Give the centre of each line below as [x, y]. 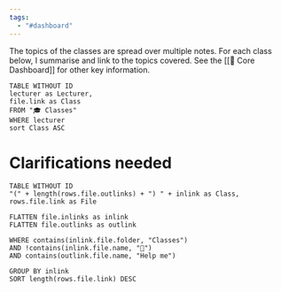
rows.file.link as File [53, 202]
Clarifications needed [91, 162]
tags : [19, 17]
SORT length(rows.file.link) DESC [73, 280]
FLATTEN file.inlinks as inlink [69, 218]
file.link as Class [45, 101]
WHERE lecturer [37, 120]
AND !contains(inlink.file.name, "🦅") [81, 249]
